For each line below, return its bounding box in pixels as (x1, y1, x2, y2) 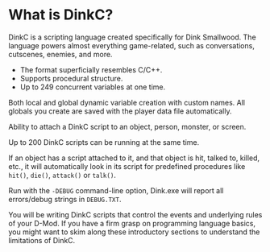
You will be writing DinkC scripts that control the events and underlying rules (8, 209, 263, 219)
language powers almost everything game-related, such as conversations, (8, 40, 255, 50)
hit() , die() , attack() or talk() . (8, 170, 117, 180)
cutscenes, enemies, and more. (8, 49, 113, 59)
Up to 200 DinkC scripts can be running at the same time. (8, 137, 200, 147)
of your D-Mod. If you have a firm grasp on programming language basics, (8, 218, 256, 228)
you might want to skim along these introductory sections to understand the (8, 227, 260, 237)
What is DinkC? (8, 6, 114, 24)
